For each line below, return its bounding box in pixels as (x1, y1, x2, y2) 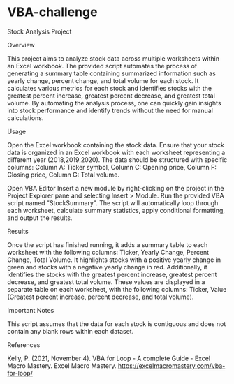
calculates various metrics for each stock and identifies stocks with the (7, 84, 212, 92)
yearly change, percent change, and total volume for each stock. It (7, 76, 199, 84)
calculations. (7, 113, 44, 122)
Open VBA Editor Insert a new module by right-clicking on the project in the (7, 184, 224, 192)
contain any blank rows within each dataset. (7, 327, 134, 335)
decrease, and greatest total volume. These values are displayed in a (7, 277, 205, 286)
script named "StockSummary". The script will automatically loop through (7, 198, 219, 207)
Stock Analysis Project (7, 27, 72, 36)
